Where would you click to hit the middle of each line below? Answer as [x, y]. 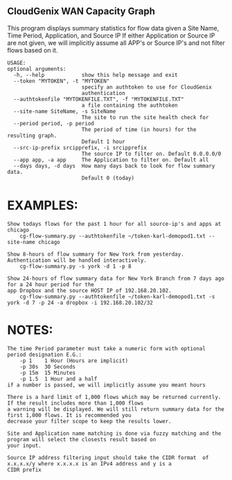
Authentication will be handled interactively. [77, 260]
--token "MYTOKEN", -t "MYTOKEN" [62, 81]
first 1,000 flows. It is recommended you [69, 415]
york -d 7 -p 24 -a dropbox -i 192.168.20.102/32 [80, 303]
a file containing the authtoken [130, 105]
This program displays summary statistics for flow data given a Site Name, [113, 28]
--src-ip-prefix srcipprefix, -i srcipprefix [80, 148]
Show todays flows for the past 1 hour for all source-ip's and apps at [114, 224]
